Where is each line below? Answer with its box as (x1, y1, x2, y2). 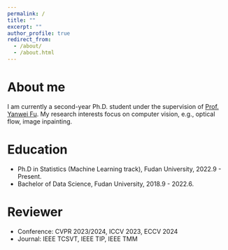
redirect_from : (7, 36, 52, 43)
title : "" (7, 17, 36, 24)
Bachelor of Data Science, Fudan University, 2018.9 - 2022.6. (17, 179, 194, 188)
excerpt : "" (7, 23, 42, 30)
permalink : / (7, 10, 45, 17)
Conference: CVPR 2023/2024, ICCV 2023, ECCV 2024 (17, 227, 178, 235)
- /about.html (13, 50, 55, 57)
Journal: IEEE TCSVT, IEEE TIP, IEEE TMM (17, 235, 138, 243)
